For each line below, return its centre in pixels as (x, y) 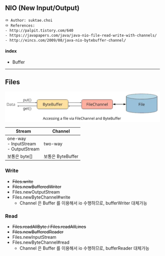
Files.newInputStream (34, 237)
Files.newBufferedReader (38, 232)
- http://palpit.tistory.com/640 (39, 30)
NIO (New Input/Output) (42, 8)
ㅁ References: (20, 26)
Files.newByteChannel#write (41, 197)
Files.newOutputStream (36, 192)
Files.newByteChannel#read (41, 242)
